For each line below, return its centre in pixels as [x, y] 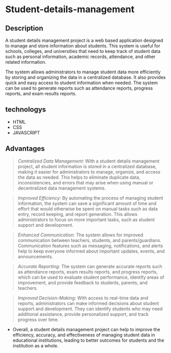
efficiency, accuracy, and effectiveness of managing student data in [84, 335]
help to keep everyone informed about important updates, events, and [91, 251]
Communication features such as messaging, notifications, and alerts [90, 246]
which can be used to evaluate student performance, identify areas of [91, 277]
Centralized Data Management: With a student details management [89, 161]
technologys [26, 110]
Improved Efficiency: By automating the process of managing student [90, 198]
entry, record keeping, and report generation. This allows [77, 214]
